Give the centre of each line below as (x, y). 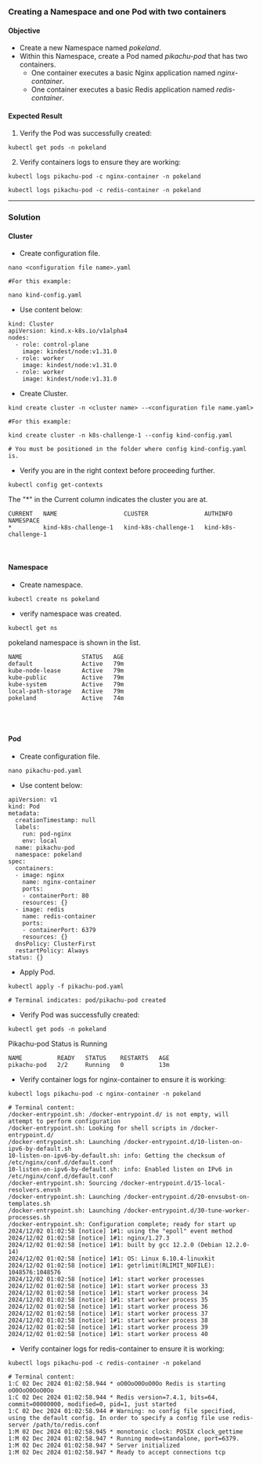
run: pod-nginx (47, 834)
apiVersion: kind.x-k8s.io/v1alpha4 (68, 331)
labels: (28, 827)
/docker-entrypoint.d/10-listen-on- (184, 1142)
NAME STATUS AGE (66, 657)
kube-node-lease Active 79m (66, 670)
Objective (24, 31)
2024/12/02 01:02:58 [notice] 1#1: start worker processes (106, 1279)
